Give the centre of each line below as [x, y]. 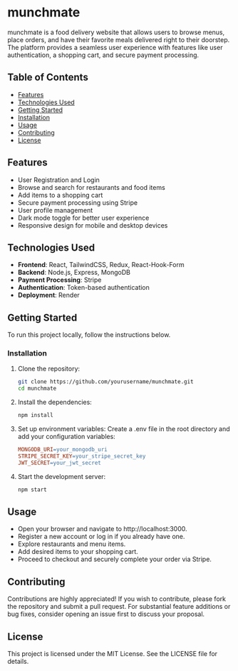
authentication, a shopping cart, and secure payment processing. [103, 55]
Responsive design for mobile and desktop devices [93, 225]
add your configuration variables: [66, 437]
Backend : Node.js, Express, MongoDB [74, 273]
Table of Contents [48, 77]
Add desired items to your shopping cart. [78, 552]
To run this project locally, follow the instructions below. [89, 335]
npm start [32, 490]
